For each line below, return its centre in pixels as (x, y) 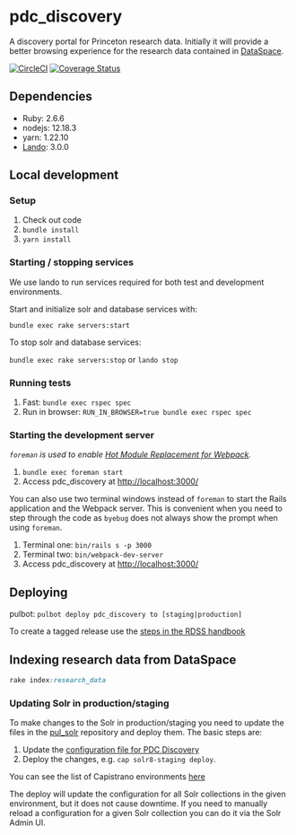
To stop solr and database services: (75, 342)
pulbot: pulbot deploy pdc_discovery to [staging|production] (126, 614)
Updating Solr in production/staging (89, 703)
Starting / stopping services (72, 262)
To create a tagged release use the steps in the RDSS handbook (127, 631)
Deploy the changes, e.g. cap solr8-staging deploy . (119, 760)
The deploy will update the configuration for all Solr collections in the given (148, 794)
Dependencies (51, 97)
